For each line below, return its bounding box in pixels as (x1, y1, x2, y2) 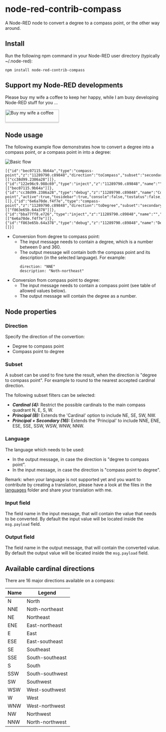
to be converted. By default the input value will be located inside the (5, 516, 144, 522)
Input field (5, 499, 31, 506)
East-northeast (26, 622, 63, 629)
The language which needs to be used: (5, 446, 85, 452)
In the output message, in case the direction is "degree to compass (12, 456, 149, 462)
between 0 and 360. (19, 244, 61, 250)
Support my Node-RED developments (5, 81, 124, 90)
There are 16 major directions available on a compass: (5, 578, 115, 584)
